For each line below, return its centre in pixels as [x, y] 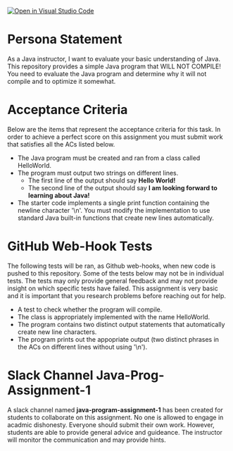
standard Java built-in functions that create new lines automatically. [116, 218]
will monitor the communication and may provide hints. [87, 440]
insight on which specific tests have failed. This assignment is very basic [113, 288]
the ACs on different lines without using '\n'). [82, 347]
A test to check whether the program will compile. [90, 309]
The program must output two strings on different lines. [98, 173]
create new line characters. [57, 332]
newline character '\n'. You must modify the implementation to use [114, 210]
